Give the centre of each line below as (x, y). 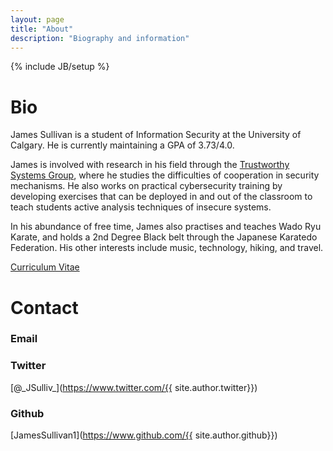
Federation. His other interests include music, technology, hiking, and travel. (167, 248)
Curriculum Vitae (45, 267)
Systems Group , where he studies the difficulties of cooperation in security (165, 175)
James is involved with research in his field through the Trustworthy (150, 165)
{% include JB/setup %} (60, 67)
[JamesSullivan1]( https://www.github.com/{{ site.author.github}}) (144, 435)
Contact (44, 307)
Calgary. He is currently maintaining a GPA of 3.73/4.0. (122, 145)
